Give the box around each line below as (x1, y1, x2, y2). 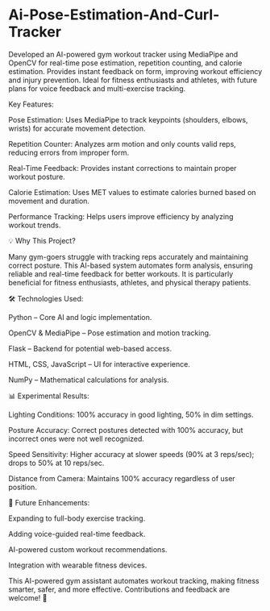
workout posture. (8, 172, 66, 181)
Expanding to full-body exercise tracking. (8, 513, 146, 523)
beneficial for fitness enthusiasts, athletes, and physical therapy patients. (8, 277, 251, 287)
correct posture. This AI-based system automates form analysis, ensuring (8, 260, 254, 270)
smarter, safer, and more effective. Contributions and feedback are (8, 584, 231, 594)
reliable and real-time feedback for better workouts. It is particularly (8, 268, 234, 279)
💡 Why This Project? (8, 235, 77, 245)
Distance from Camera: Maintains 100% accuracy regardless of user (8, 473, 235, 483)
